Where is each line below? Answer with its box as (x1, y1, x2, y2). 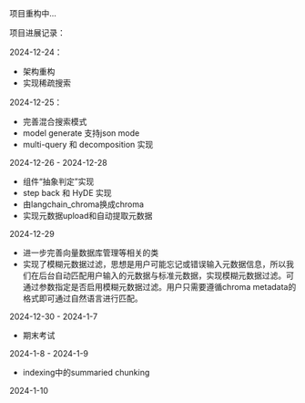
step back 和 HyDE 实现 (22, 188, 112, 198)
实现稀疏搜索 (22, 77, 71, 88)
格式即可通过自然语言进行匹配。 (22, 293, 143, 304)
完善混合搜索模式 (22, 117, 87, 127)
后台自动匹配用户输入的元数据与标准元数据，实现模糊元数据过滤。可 (38, 270, 294, 281)
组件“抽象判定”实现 (22, 176, 95, 187)
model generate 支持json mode (22, 128, 140, 139)
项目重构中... (9, 8, 57, 18)
